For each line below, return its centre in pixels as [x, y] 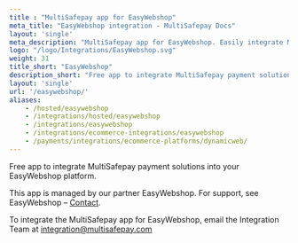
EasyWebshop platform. [53, 176]
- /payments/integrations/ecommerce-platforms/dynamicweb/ [137, 141]
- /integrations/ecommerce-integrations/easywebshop [125, 133]
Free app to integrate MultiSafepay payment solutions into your [124, 166]
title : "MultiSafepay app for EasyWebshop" [93, 17]
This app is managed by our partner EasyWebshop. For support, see [134, 192]
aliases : [25, 100]
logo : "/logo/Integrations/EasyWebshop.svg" [93, 51]
